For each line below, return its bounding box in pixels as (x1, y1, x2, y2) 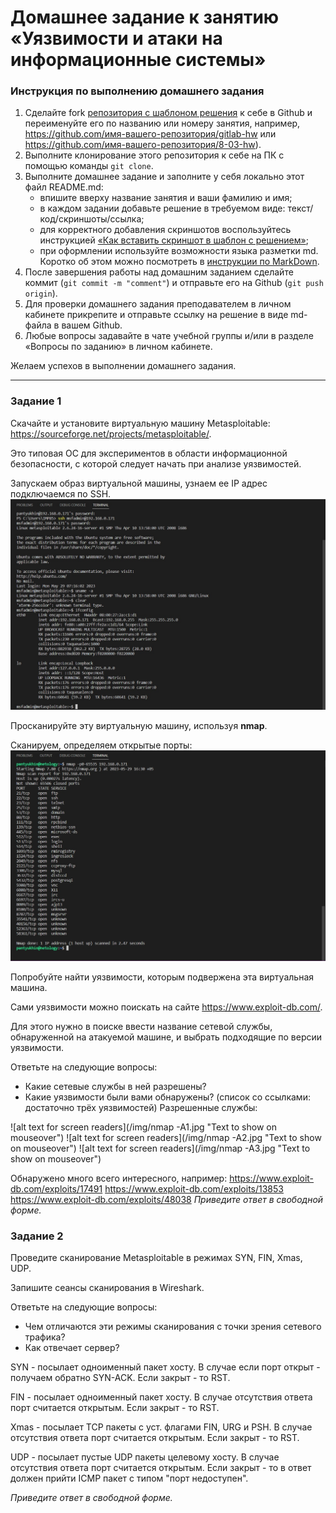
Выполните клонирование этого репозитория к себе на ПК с (24, 149, 285, 161)
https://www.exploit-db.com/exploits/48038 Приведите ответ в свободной (10, 1193, 324, 1205)
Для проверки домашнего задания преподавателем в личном (24, 298, 292, 310)
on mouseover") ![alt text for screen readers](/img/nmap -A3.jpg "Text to (10, 1142, 311, 1154)
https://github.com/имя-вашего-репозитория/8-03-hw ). (24, 139, 262, 151)
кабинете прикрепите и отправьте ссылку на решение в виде (24, 309, 289, 321)
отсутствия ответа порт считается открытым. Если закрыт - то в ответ (10, 1461, 312, 1473)
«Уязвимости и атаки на (10, 27, 223, 50)
